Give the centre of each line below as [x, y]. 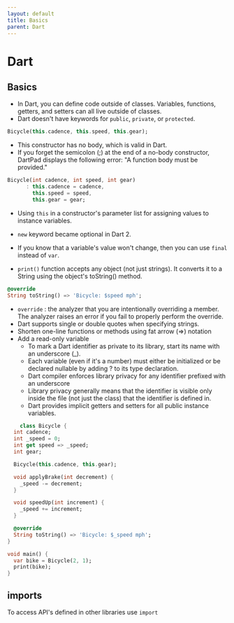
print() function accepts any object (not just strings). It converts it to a [119, 268]
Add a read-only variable [53, 338]
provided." [32, 167]
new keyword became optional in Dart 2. [74, 234]
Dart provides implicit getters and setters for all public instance [118, 405]
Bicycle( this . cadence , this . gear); [65, 464]
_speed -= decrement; [51, 484]
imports [25, 595]
